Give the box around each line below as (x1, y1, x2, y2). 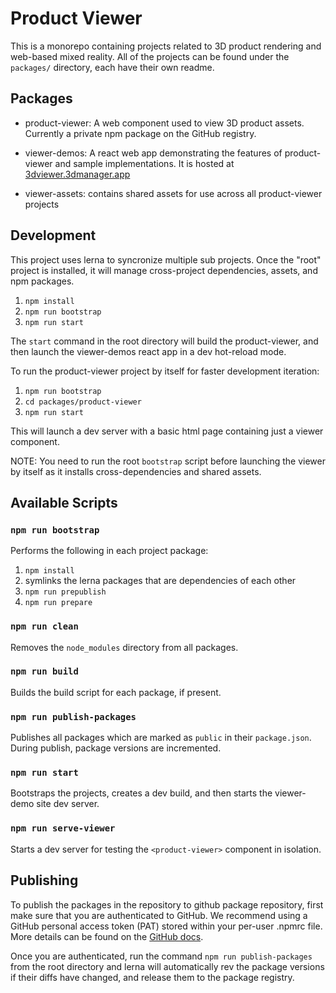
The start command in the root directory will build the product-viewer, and (10, 335, 319, 347)
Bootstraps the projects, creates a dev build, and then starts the (10, 787, 273, 799)
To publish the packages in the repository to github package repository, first (10, 898, 324, 911)
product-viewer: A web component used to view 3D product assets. (24, 117, 305, 129)
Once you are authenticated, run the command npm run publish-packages (10, 950, 313, 962)
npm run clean (10, 621, 79, 632)
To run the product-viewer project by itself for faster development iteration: (10, 365, 320, 377)
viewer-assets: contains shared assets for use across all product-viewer (24, 187, 323, 199)
